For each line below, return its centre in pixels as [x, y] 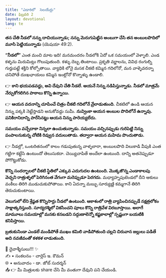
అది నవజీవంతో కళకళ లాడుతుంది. [35, 238]
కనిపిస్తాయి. [15, 221]
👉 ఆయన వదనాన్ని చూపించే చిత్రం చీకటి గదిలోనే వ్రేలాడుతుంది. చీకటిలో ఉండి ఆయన [79, 104]
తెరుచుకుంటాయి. [20, 190]
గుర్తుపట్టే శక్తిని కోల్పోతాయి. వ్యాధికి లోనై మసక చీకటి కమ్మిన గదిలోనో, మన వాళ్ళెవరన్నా [80, 68]
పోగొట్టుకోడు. [16, 160]
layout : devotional [25, 19]
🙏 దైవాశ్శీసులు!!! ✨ [22, 249]
